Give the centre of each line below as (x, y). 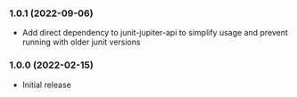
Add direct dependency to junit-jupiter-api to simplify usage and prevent (155, 33)
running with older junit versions (81, 42)
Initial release (46, 85)
